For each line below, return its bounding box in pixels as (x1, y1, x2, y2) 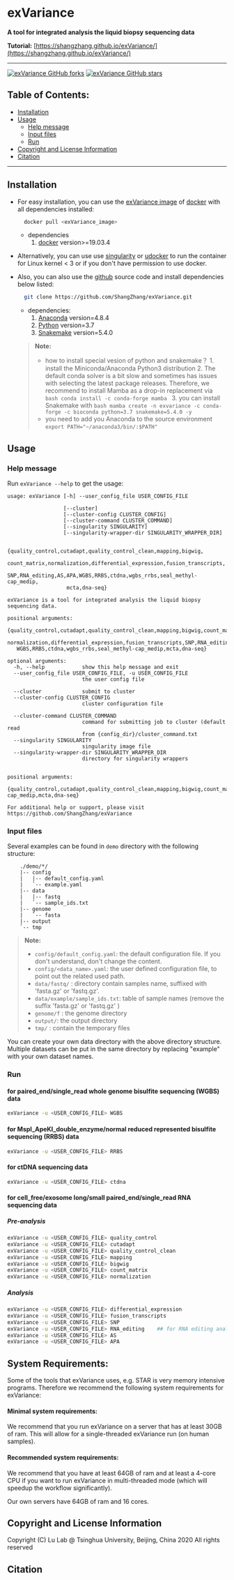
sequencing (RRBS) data (7, 1132, 79, 1141)
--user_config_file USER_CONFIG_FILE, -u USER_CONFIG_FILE (13, 670, 189, 677)
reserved (7, 1543, 33, 1551)
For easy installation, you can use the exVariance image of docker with (17, 197, 221, 206)
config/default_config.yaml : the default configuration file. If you (34, 950, 221, 958)
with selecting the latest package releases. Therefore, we (45, 379, 210, 388)
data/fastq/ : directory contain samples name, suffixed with (34, 979, 208, 988)
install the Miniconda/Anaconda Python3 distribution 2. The (45, 364, 216, 373)
